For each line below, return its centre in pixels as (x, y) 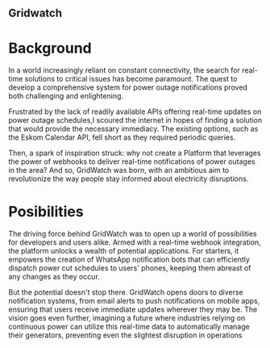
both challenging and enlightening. (66, 96)
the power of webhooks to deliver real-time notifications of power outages (132, 161)
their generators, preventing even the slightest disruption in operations (125, 335)
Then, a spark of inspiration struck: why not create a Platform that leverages (135, 153)
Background (50, 48)
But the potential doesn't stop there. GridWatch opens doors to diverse (126, 292)
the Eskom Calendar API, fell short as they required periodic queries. (122, 137)
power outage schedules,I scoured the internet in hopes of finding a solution (135, 120)
